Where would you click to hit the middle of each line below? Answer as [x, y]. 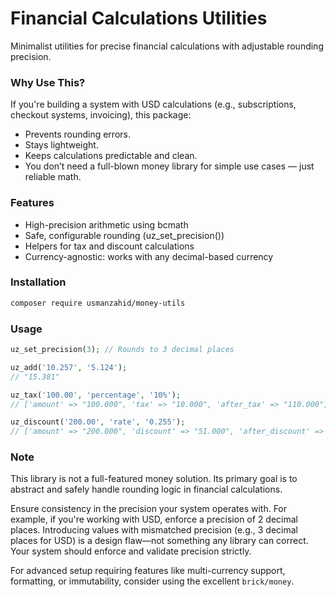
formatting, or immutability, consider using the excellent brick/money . [152, 581]
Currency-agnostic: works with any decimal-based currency [149, 256]
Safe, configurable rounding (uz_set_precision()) [124, 235]
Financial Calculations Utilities [139, 18]
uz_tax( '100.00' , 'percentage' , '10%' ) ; [96, 395]
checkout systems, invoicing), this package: [101, 115]
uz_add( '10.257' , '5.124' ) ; [69, 367]
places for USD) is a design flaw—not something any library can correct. [159, 541]
